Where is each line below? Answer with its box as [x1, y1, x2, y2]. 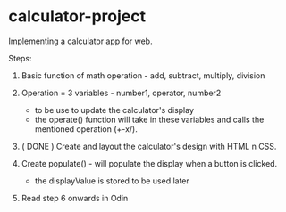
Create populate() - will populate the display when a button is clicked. [21, 158, 278, 168]
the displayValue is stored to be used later [34, 175, 189, 186]
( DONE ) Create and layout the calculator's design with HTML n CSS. [21, 141, 277, 151]
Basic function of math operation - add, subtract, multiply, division [21, 69, 265, 81]
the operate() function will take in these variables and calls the [34, 114, 265, 125]
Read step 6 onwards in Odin [21, 192, 129, 203]
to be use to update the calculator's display [34, 104, 194, 115]
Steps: [8, 53, 32, 63]
